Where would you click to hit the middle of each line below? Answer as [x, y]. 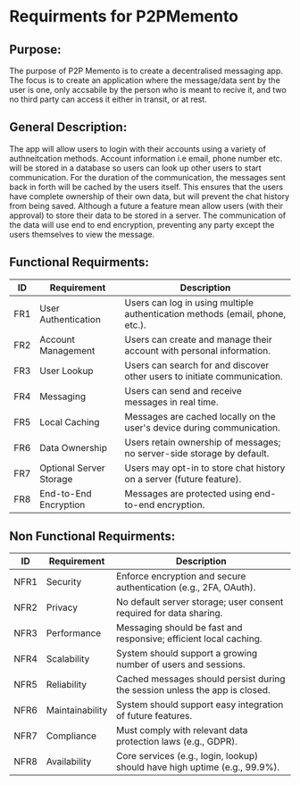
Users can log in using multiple [189, 303]
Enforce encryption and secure [181, 576]
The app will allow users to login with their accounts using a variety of [137, 148]
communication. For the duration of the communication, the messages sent [147, 177]
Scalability [68, 659]
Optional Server [72, 468]
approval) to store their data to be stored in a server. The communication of [148, 215]
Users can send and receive [183, 390]
